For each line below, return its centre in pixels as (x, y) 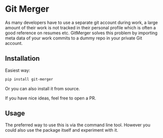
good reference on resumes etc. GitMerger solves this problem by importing (81, 33)
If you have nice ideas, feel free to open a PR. (51, 98)
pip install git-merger (29, 79)
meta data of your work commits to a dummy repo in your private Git (74, 38)
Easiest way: (18, 70)
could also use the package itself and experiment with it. (62, 130)
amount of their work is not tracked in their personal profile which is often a (81, 27)
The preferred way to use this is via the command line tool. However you (78, 125)
